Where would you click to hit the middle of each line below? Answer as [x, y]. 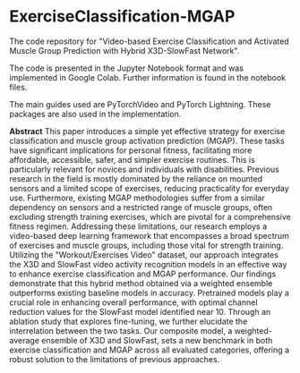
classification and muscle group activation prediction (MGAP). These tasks [147, 140]
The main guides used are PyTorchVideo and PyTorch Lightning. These [140, 104]
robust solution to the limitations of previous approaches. [115, 359]
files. [18, 87]
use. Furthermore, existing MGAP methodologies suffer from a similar [137, 198]
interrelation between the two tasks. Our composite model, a [121, 331]
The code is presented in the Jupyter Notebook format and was [127, 68]
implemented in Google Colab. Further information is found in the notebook [148, 77]
